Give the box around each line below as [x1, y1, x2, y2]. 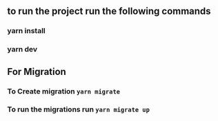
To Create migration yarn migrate [7, 86, 121, 96]
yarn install [7, 26, 46, 36]
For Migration [7, 65, 67, 78]
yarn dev [7, 45, 38, 54]
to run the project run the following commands [7, 5, 212, 17]
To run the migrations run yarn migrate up [7, 104, 150, 114]
